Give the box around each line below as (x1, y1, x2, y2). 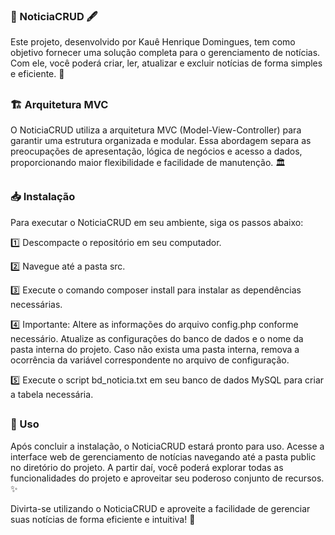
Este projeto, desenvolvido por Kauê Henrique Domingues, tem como (10, 36, 296, 48)
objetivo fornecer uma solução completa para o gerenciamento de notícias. (10, 47, 321, 59)
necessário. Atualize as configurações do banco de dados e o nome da (10, 332, 304, 344)
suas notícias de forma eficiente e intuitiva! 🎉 (10, 513, 196, 525)
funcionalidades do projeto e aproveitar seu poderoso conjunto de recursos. (10, 472, 325, 484)
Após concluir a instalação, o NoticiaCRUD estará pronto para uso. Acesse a (10, 440, 325, 452)
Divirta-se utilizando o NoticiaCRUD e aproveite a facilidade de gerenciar (10, 502, 311, 514)
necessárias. (10, 298, 63, 310)
